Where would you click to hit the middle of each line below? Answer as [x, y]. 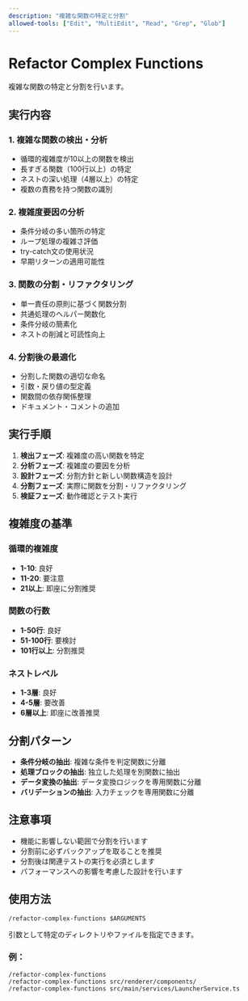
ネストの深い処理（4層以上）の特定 [79, 180]
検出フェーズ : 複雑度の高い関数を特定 [82, 455]
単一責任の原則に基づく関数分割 [73, 303]
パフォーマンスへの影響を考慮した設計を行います [101, 871]
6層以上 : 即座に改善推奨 [60, 713]
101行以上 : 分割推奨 [53, 650]
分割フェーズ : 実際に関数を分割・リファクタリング [103, 485]
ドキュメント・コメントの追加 [69, 407]
